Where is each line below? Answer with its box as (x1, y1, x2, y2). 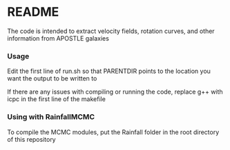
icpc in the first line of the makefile (7, 95, 106, 103)
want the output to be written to (7, 74, 97, 83)
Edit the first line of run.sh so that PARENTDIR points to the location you (7, 67, 211, 76)
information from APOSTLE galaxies (7, 34, 109, 42)
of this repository (7, 135, 57, 143)
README (7, 4, 59, 20)
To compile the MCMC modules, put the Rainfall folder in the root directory (7, 128, 220, 136)
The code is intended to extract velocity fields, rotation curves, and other (7, 27, 215, 35)
